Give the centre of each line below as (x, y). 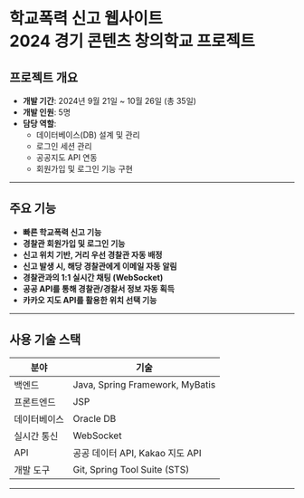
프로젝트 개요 (44, 77)
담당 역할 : (39, 124)
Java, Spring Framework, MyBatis (144, 384)
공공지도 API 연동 (66, 158)
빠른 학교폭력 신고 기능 (62, 232)
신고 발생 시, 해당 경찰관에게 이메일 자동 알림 (100, 266)
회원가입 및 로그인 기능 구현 (84, 169)
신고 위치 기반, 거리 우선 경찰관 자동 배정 (92, 254)
